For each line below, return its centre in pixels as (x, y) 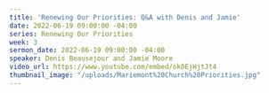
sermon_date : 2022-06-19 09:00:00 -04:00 (87, 50)
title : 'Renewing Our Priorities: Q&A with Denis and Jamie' (125, 17)
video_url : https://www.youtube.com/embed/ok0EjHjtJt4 (113, 67)
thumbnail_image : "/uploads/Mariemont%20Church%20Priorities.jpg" (135, 75)
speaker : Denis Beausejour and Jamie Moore (91, 58)
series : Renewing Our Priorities (71, 34)
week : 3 (24, 42)
